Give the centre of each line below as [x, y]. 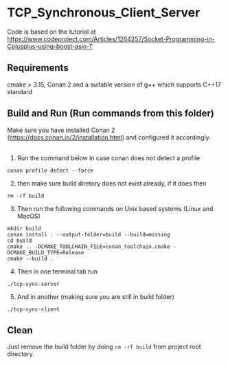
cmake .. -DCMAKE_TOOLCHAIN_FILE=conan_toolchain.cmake [89, 246]
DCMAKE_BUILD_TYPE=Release [46, 252]
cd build [20, 241]
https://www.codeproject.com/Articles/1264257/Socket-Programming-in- [111, 38]
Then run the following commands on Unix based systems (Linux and [115, 208]
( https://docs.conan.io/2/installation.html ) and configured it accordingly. [109, 137]
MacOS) [29, 216]
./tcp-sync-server [33, 284]
